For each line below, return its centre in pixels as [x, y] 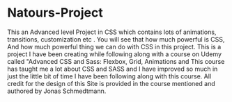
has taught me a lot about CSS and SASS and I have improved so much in [113, 69]
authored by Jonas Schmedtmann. [57, 91]
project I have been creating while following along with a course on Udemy [114, 54]
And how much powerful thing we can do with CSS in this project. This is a [114, 46]
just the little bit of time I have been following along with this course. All [109, 76]
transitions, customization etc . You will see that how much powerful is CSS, [116, 39]
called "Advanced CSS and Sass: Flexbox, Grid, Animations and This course [116, 61]
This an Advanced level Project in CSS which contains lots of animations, [112, 32]
